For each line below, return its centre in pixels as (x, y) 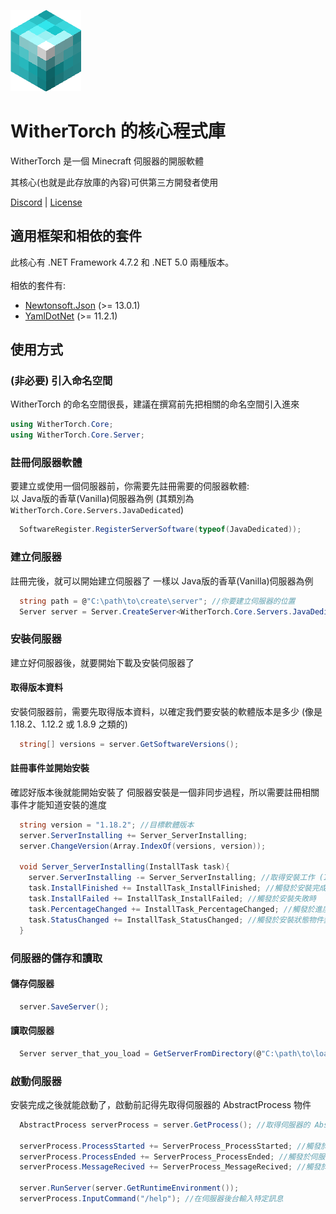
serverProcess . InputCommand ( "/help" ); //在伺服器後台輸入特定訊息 (151, 1199)
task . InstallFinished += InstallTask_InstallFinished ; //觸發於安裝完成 (177, 888)
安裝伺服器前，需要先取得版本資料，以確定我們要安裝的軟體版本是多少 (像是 (166, 711)
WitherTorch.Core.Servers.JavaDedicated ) (97, 510)
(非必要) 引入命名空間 (61, 381)
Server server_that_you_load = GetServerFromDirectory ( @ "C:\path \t (163, 1053)
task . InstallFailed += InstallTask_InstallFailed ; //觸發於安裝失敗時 (172, 899)
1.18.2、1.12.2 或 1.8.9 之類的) (69, 724)
